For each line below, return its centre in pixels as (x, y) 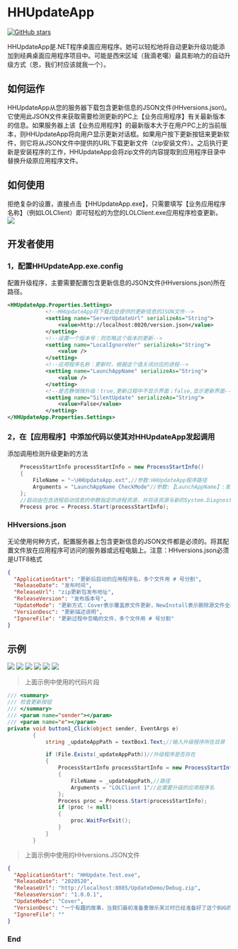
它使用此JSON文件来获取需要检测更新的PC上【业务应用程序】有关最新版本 (116, 116)
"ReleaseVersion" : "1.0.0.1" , (58, 895)
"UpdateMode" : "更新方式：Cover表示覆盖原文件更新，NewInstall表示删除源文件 (119, 605)
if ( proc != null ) (85, 807)
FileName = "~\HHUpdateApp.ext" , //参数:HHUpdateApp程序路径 (120, 481)
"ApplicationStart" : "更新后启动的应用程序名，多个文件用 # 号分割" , (108, 579)
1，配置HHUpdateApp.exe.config (66, 265)
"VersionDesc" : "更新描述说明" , (58, 612)
